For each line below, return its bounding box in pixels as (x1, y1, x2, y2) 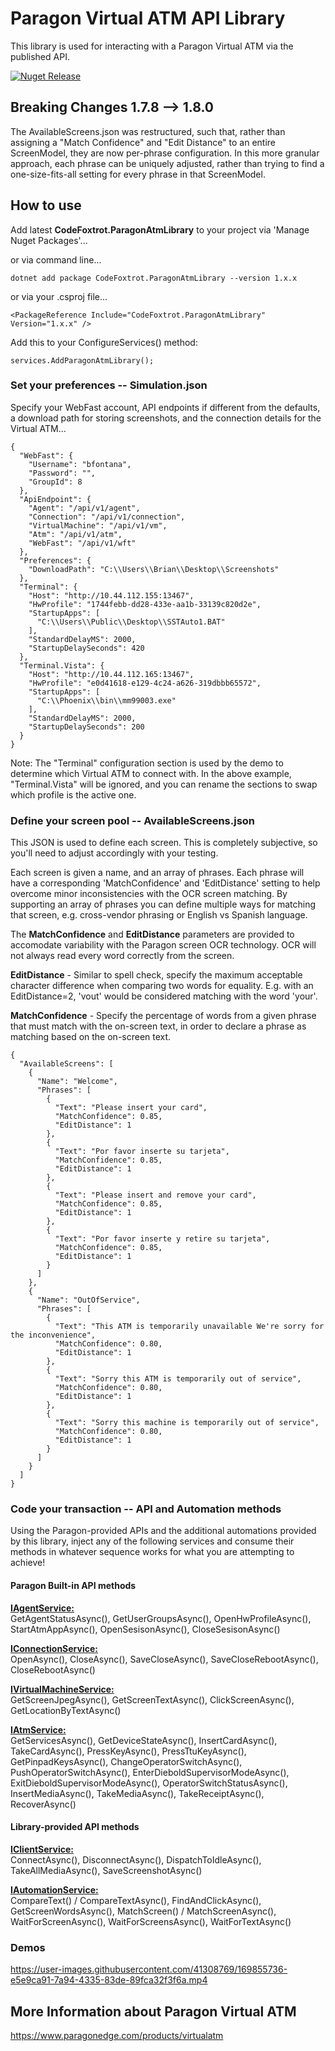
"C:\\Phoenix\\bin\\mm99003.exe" (36, 695, 177, 706)
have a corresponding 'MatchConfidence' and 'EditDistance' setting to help (10, 877, 321, 889)
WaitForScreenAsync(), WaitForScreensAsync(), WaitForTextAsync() (10, 1915, 292, 1927)
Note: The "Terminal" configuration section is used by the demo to (10, 757, 284, 769)
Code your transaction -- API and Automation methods (10, 1502, 282, 1516)
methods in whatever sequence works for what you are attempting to (10, 1546, 295, 1558)
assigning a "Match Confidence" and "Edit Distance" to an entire (10, 136, 277, 148)
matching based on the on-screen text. (10, 1031, 172, 1043)
